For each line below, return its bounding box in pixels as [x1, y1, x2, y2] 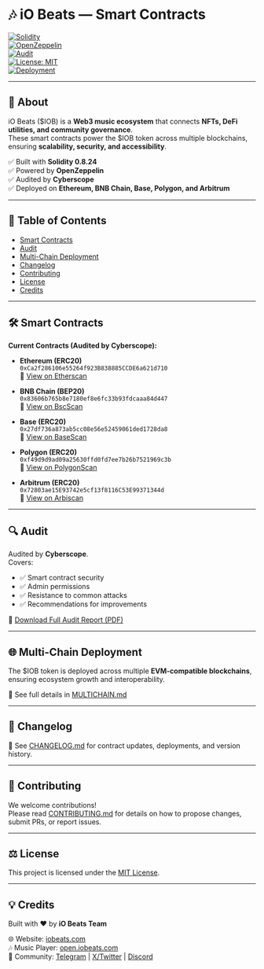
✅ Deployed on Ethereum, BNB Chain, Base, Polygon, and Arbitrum [8, 183, 230, 193]
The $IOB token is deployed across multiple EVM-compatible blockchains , [8, 666, 252, 676]
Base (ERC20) [19, 417, 67, 426]
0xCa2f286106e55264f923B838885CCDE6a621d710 [19, 364, 168, 373]
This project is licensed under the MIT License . [8, 868, 160, 878]
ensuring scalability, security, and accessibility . [8, 142, 167, 151]
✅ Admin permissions [19, 582, 90, 591]
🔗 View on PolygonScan [19, 462, 97, 473]
